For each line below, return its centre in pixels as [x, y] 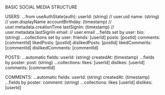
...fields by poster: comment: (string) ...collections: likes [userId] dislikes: [79, 82]
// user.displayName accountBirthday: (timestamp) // [58, 22]
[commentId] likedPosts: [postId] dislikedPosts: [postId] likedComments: [78, 43]
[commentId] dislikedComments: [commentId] [52, 48]
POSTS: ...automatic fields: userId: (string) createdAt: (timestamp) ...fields [80, 57]
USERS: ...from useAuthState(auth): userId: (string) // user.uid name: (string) [82, 16]
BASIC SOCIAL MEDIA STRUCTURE [41, 7]
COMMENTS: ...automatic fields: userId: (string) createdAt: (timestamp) [78, 77]
